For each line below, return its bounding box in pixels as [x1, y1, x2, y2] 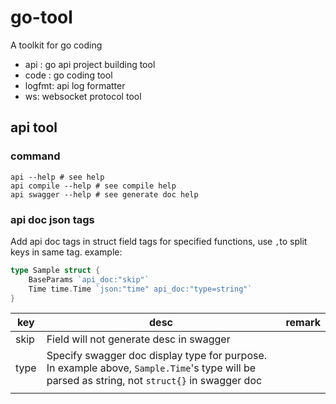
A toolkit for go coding [10, 39, 103, 51]
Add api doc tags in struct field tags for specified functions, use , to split [10, 235, 308, 247]
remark [285, 316, 321, 330]
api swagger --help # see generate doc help [10, 189, 199, 200]
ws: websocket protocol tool [24, 90, 142, 102]
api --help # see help [10, 172, 105, 182]
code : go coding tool [24, 69, 113, 81]
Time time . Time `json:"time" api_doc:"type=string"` [28, 284, 253, 294]
